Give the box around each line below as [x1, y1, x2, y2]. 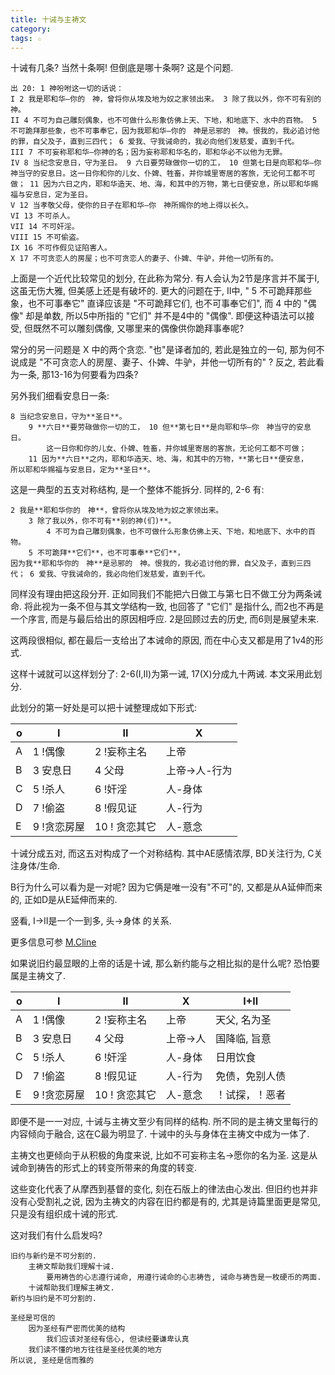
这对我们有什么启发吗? [10, 1229, 103, 1241]
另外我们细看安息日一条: [10, 390, 110, 402]
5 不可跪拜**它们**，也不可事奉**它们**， [28, 548, 185, 558]
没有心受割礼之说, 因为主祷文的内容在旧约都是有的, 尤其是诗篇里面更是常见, [10, 1196, 321, 1208]
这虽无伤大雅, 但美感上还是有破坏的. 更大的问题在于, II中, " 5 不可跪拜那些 [10, 285, 313, 297]
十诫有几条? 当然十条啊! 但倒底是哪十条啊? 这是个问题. [10, 62, 234, 74]
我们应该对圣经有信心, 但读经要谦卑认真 [46, 1334, 190, 1345]
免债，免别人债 [215, 1069, 287, 1083]
